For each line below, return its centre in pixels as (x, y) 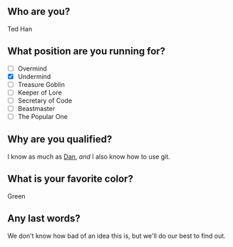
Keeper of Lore (40, 93)
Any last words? (44, 219)
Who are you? (39, 12)
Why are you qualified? (60, 139)
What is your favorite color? (71, 179)
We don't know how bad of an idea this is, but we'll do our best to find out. (116, 236)
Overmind (32, 68)
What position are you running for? (87, 52)
